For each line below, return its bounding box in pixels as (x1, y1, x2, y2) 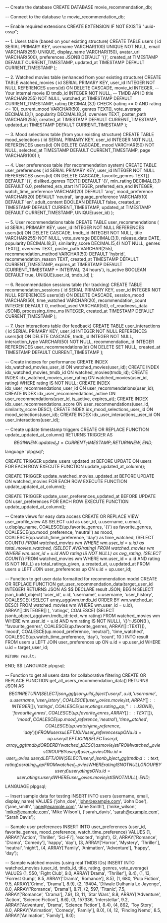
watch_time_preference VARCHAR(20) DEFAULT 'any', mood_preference (5, 189, 153, 194)
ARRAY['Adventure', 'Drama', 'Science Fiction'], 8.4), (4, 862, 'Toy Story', (5, 902, 154, 908)
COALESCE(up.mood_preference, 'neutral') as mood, (5, 529, 113, 535)
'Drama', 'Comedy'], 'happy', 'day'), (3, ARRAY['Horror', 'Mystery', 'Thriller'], (5, 839, 161, 846)
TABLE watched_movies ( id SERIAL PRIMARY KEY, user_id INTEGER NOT (5, 79, 156, 85)
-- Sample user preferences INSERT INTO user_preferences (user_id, (5, 824, 146, 830)
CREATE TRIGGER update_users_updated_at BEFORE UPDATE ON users (5, 458, 152, 464)
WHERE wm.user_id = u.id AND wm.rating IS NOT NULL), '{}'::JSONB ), (5, 618, 151, 624)
